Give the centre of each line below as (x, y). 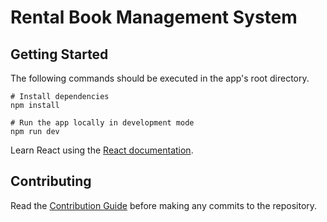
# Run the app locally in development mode (102, 123)
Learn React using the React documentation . (102, 150)
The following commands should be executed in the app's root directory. (160, 78)
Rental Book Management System (154, 17)
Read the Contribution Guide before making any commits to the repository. (164, 205)
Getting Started (59, 54)
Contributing (51, 181)
